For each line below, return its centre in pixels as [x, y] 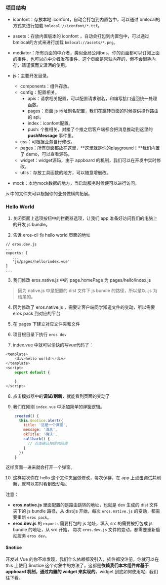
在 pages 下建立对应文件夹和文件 [46, 324]
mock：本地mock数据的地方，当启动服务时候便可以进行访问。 [76, 183]
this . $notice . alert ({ [41, 420]
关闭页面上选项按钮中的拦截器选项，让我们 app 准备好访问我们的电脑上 [85, 218]
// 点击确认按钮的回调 [48, 443]
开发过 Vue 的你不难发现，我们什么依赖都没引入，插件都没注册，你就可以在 [82, 559]
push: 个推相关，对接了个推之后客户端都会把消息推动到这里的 [90, 129]
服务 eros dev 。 [33, 536]
